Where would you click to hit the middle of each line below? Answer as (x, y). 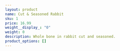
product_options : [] (26, 41)
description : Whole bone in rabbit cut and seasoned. (60, 37)
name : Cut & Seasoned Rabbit (34, 14)
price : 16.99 (18, 23)
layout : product (21, 9)
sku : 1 (12, 18)
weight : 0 (15, 32)
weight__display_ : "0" (28, 28)
